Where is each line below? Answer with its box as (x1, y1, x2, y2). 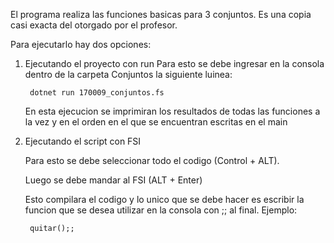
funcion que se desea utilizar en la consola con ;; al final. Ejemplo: (24, 204, 298, 216)
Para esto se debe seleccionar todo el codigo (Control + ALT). (24, 155, 280, 166)
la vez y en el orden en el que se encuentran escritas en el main (24, 116, 288, 128)
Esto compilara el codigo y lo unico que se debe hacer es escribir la (24, 194, 305, 205)
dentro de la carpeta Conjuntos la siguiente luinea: (24, 69, 233, 80)
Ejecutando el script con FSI (24, 135, 142, 147)
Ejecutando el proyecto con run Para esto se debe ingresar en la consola (24, 58, 325, 69)
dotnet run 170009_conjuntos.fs (29, 88, 165, 98)
